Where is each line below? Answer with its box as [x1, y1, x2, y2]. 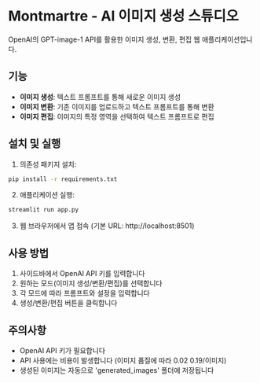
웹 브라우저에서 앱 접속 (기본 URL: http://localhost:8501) [19, 221, 195, 230]
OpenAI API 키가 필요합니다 [19, 345, 106, 355]
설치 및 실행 [8, 137, 61, 150]
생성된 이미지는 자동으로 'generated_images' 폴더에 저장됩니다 [19, 365, 214, 374]
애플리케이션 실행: [19, 190, 75, 200]
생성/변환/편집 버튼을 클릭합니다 [19, 298, 118, 308]
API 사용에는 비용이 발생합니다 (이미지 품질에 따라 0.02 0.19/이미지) [19, 355, 227, 365]
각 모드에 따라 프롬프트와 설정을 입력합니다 [19, 289, 151, 298]
